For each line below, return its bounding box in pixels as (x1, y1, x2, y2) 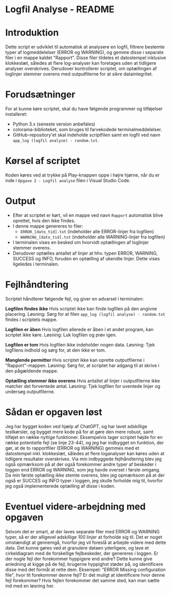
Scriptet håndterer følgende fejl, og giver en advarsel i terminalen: (5, 295, 144, 302)
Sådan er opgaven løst (5, 407, 103, 418)
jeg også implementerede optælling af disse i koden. (5, 483, 116, 489)
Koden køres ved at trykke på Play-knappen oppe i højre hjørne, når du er (5, 172, 160, 178)
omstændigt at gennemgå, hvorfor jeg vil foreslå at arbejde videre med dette (5, 539, 166, 546)
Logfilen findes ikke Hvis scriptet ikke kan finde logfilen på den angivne (5, 305, 157, 312)
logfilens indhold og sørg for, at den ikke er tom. (5, 347, 106, 353)
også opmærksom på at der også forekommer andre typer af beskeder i (5, 461, 157, 467)
